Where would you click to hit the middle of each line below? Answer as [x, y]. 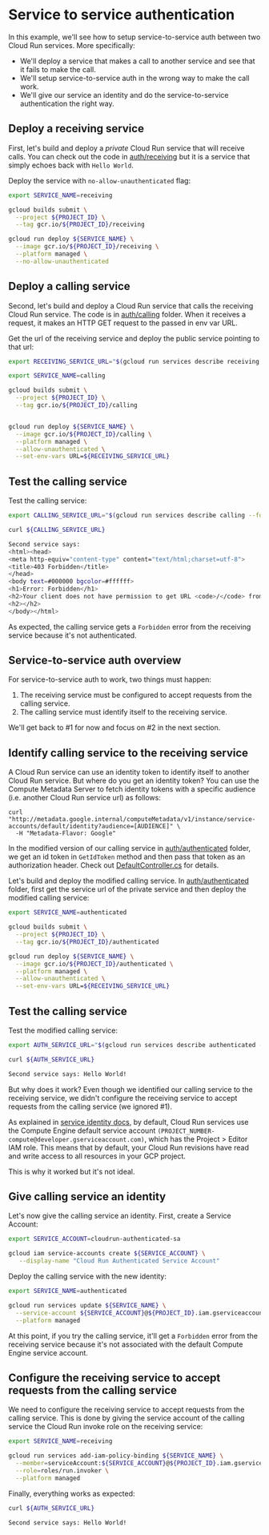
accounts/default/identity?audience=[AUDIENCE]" [91, 827]
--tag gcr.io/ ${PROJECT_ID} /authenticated [87, 942]
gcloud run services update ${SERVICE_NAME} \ [87, 1305]
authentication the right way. [67, 103]
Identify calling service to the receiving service [128, 753]
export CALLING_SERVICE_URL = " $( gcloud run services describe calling [127, 516]
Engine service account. [48, 1352]
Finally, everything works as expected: [72, 1493]
